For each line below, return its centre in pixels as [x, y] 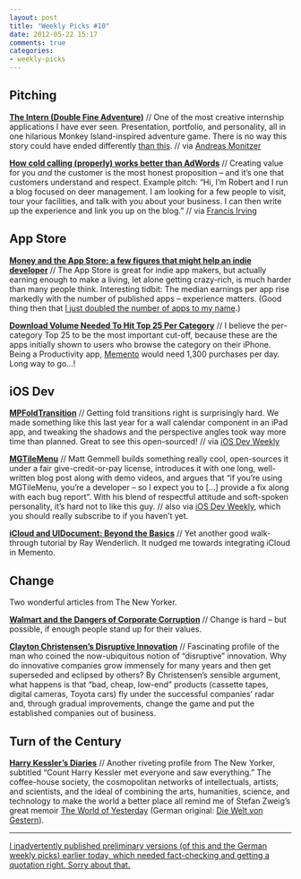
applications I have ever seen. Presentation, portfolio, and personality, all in [148, 126]
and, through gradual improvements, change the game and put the [132, 703]
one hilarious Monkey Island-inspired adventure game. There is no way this [148, 136]
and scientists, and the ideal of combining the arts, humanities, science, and [150, 792]
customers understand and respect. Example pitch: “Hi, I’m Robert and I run [149, 182]
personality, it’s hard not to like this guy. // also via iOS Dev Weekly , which [145, 506]
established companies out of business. [83, 713]
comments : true [38, 43]
